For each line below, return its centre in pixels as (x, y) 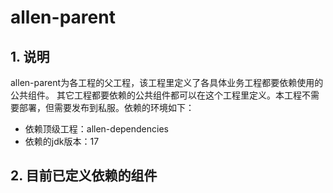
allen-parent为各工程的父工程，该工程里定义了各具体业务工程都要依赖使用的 (167, 82)
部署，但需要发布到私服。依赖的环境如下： (106, 107)
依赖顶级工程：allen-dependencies (96, 129)
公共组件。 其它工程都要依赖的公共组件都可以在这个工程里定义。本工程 (156, 95)
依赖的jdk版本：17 (62, 141)
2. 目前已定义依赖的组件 (84, 176)
